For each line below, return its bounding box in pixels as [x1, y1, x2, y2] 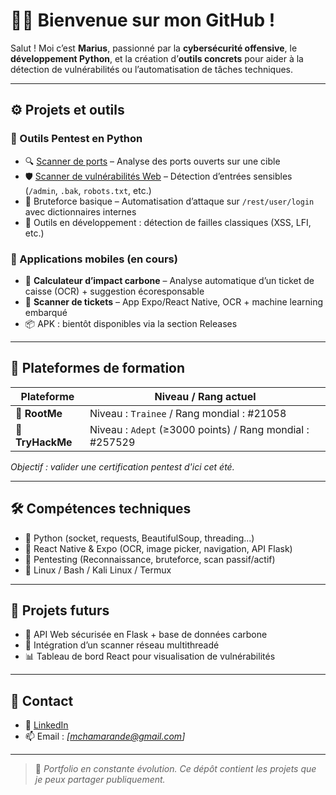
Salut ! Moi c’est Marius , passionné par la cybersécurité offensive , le [10, 42, 298, 54]
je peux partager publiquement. [34, 774, 166, 786]
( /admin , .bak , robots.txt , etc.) [24, 184, 152, 196]
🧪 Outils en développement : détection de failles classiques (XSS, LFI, [24, 216, 312, 228]
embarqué [24, 306, 68, 318]
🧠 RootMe [15, 406, 63, 420]
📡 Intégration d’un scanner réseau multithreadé [24, 639, 220, 651]
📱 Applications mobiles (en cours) [10, 252, 178, 266]
